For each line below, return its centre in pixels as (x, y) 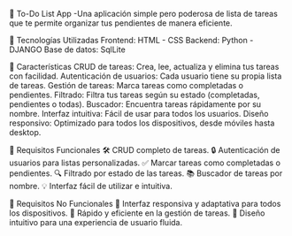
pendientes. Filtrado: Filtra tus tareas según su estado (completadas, (134, 95)
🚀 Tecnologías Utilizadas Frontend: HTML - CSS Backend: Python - (131, 40)
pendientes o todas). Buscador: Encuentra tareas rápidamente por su (135, 104)
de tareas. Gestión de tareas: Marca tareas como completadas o (127, 85)
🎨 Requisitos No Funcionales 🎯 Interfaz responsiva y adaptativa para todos (145, 204)
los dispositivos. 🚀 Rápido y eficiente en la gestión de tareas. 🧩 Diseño (137, 213)
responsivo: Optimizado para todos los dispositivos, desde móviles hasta (142, 123)
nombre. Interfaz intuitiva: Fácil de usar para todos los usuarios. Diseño (139, 114)
